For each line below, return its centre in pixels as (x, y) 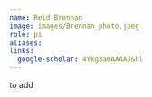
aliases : (26, 43)
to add (21, 85)
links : (22, 51)
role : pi (26, 34)
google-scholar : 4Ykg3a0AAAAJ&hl (81, 59)
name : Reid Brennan (46, 18)
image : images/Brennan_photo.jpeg (75, 26)
